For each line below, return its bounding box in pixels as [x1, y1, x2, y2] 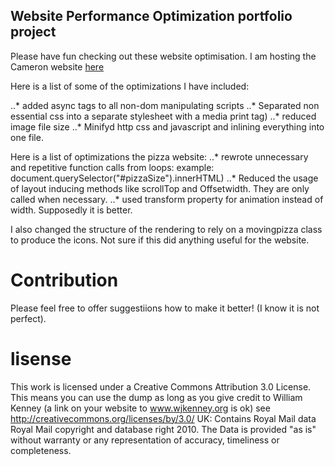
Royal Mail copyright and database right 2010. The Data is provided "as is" [10, 423, 317, 435]
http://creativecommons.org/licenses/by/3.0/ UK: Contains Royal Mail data [10, 412, 317, 424]
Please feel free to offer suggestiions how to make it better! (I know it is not [10, 302, 320, 314]
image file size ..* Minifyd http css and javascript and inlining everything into [10, 120, 325, 133]
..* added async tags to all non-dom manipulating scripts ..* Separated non [10, 99, 320, 111]
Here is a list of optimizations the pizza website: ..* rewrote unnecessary [10, 150, 309, 163]
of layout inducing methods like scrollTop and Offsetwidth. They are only [10, 182, 310, 194]
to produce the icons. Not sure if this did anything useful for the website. [10, 234, 310, 246]
